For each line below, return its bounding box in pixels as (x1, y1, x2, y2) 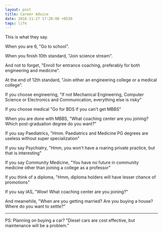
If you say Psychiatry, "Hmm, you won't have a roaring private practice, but (5, 145, 155, 151)
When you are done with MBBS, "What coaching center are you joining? (5, 116, 149, 122)
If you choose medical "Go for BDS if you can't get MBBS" (5, 106, 121, 112)
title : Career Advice (5, 12, 49, 17)
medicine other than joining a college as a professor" (5, 165, 111, 171)
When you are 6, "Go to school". (5, 43, 69, 49)
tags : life (5, 20, 27, 26)
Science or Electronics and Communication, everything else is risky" (5, 97, 142, 103)
